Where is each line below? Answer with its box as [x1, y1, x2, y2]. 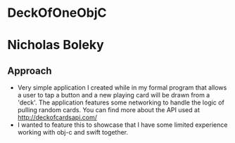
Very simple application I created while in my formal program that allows [17, 83, 227, 92]
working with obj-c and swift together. [17, 128, 129, 137]
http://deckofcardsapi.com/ [17, 114, 97, 122]
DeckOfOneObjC [7, 5, 107, 21]
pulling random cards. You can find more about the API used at [17, 106, 201, 114]
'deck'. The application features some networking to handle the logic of [17, 98, 225, 107]
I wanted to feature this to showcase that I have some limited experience [17, 121, 228, 129]
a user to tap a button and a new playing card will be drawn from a [17, 91, 210, 100]
